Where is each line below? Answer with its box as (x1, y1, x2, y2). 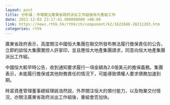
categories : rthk (5, 26, 42, 31)
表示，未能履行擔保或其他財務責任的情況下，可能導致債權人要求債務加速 (5, 71, 156, 77)
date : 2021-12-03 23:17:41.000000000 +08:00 (5, 17, 101, 22)
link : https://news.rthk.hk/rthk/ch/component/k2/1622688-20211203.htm (5, 21, 160, 27)
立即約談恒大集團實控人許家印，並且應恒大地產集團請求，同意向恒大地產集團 (5, 47, 165, 53)
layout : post (5, 7, 33, 13)
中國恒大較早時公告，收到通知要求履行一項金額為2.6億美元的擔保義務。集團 (5, 64, 163, 71)
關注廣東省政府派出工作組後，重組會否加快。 (18, 94, 112, 100)
